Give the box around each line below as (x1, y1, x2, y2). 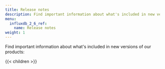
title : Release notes (5, 7, 50, 12)
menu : (5, 16, 16, 21)
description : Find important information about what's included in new (5, 12, 155, 17)
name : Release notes (14, 26, 56, 31)
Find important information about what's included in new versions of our (5, 44, 151, 49)
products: (5, 49, 25, 55)
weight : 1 (5, 30, 26, 35)
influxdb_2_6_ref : (9, 21, 48, 26)
